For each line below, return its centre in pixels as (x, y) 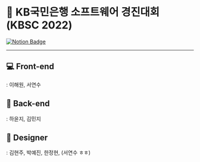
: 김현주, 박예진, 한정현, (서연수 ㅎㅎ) (49, 153)
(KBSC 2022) (39, 25)
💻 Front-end (30, 67)
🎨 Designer (27, 137)
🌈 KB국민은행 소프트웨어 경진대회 (83, 12)
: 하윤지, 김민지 (24, 119)
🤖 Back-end (28, 104)
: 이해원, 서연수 (24, 84)
